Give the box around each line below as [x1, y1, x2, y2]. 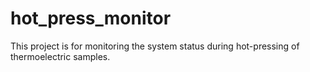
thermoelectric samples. [10, 50, 111, 62]
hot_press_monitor [10, 7, 172, 30]
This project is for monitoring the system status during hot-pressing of [10, 40, 300, 52]
